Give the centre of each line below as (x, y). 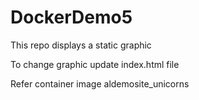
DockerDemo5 (71, 17)
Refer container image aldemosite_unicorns (100, 83)
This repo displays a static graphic (81, 45)
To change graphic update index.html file (95, 64)
